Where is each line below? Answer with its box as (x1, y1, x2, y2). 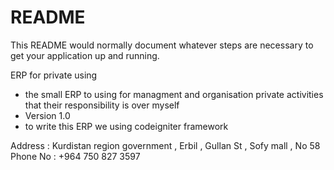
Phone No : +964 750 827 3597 (10, 150, 141, 162)
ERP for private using (10, 69, 98, 81)
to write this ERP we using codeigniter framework (24, 120, 229, 132)
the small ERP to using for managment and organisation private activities (24, 88, 324, 100)
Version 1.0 (24, 109, 71, 121)
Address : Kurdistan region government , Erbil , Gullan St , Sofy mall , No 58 (10, 139, 321, 151)
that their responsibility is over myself (24, 99, 180, 111)
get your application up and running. (10, 49, 160, 61)
